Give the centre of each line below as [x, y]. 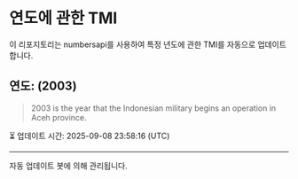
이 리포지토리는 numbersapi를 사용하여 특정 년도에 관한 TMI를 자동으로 [133, 44]
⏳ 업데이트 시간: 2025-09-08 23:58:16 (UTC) [90, 136]
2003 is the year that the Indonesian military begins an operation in [153, 108]
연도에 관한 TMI [63, 18]
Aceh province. [59, 117]
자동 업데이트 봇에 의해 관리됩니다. [68, 166]
